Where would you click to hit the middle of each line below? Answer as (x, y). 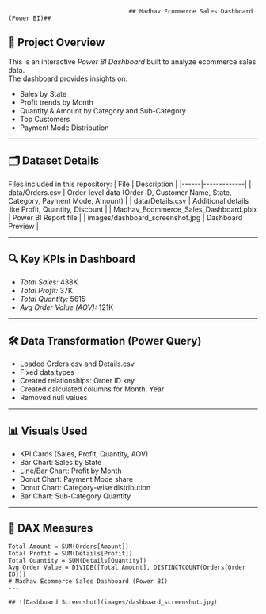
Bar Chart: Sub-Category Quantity (75, 496)
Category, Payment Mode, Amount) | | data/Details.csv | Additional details (129, 200)
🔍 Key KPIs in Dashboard (72, 259)
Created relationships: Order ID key (77, 381)
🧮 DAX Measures (51, 528)
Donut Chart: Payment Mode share (76, 479)
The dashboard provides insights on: (68, 78)
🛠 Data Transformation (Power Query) (105, 341)
